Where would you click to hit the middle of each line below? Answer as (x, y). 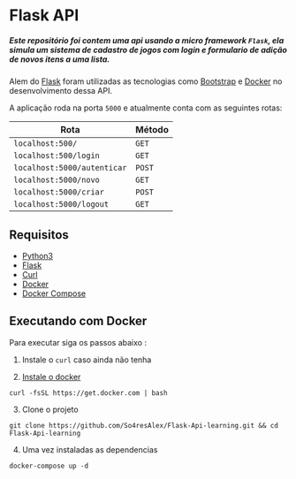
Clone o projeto (50, 409)
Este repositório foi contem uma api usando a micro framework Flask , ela (147, 40)
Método (152, 130)
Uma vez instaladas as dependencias (90, 449)
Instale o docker (51, 376)
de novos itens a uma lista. (60, 59)
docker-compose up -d (49, 466)
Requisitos (39, 235)
